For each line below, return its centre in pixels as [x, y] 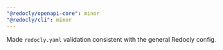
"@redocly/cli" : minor [39, 20]
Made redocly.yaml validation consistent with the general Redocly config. [111, 39]
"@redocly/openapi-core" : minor [53, 13]
